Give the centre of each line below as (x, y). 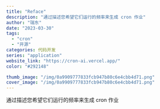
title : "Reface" (26, 11)
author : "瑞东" (24, 22)
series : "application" (34, 55)
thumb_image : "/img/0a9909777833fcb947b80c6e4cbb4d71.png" (81, 77)
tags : (13, 34)
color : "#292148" (28, 66)
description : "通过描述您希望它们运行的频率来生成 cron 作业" (76, 17)
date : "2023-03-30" (30, 28)
